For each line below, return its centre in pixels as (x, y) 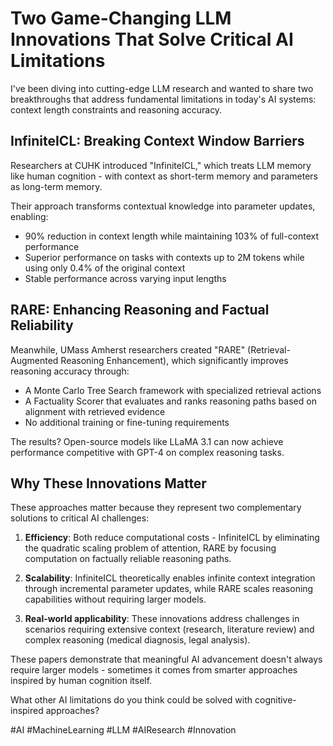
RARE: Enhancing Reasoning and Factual (140, 310)
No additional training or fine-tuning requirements (127, 422)
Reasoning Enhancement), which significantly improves (174, 360)
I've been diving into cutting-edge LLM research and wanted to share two (162, 88)
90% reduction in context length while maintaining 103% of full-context (172, 236)
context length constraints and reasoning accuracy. (116, 109)
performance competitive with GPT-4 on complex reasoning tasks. (147, 452)
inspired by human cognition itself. (81, 681)
